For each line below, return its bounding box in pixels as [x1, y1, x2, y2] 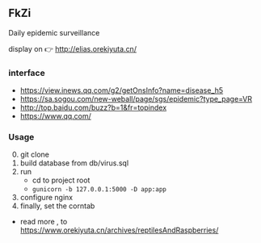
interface [8, 67, 46, 78]
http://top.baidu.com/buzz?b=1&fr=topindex [19, 103, 167, 112]
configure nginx [19, 193, 74, 203]
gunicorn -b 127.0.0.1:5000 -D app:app [32, 186, 167, 194]
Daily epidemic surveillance [8, 27, 100, 37]
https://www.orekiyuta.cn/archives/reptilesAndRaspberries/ [19, 225, 219, 235]
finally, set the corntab [19, 201, 95, 211]
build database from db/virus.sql [19, 158, 129, 168]
